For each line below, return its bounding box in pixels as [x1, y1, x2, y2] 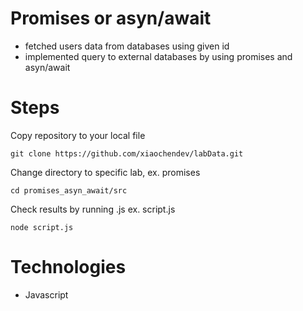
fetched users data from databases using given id [24, 40, 230, 52]
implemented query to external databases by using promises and [24, 50, 293, 62]
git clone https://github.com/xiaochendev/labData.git [10, 148, 244, 159]
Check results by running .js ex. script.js [10, 203, 176, 215]
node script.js [10, 222, 74, 232]
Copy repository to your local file [10, 129, 146, 141]
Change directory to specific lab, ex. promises [10, 166, 201, 178]
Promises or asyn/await [10, 7, 212, 30]
